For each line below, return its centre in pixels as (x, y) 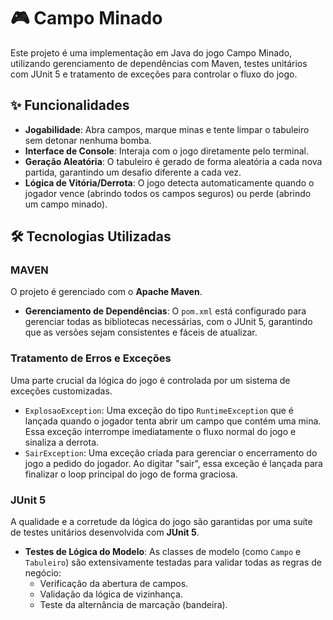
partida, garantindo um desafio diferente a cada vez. (133, 172)
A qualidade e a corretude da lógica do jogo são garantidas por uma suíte (161, 522)
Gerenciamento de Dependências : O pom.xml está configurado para (165, 311)
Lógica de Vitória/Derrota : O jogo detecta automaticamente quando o (169, 182)
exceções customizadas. (61, 391)
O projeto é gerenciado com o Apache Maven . (106, 292)
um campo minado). (66, 204)
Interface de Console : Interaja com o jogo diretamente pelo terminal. (166, 151)
